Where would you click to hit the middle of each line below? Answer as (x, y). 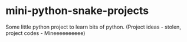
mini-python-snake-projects (77, 11)
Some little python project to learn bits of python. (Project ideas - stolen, (93, 27)
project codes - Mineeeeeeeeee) (45, 33)
